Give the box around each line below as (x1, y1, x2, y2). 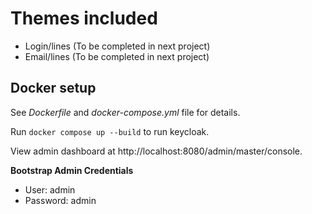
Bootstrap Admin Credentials (10, 164, 134, 176)
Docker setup (10, 80, 97, 97)
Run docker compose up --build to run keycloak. (10, 125, 210, 137)
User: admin (24, 183, 76, 196)
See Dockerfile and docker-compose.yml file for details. (10, 106, 241, 118)
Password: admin (24, 194, 97, 206)
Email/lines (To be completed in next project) (24, 50, 210, 62)
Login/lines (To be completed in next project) (24, 40, 211, 52)
